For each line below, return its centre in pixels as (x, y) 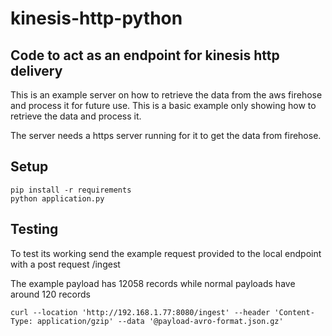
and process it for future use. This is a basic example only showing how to (163, 105)
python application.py (57, 198)
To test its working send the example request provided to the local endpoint (166, 253)
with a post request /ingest (65, 264)
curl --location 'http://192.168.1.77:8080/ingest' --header (140, 312)
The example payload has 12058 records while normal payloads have (153, 283)
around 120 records (50, 294)
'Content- (294, 312)
